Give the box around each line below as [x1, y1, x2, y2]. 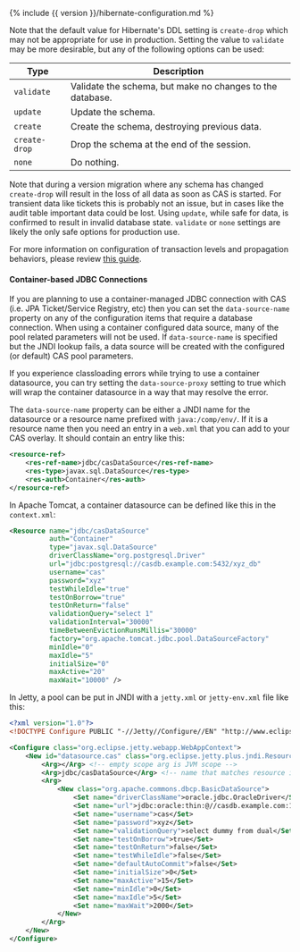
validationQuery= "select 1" [48, 610, 154, 619]
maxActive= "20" [48, 668, 105, 677]
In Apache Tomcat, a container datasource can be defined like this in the [9, 500, 277, 510]
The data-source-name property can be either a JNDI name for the [9, 404, 251, 415]
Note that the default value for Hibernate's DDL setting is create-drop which [9, 25, 288, 35]
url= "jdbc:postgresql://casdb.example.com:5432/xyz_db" [48, 560, 262, 569]
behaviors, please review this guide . [9, 254, 142, 264]
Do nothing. [70, 156, 120, 168]
